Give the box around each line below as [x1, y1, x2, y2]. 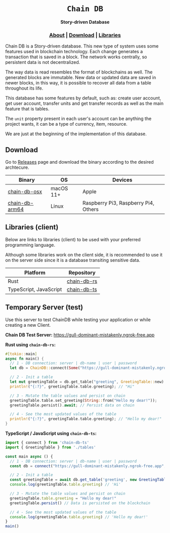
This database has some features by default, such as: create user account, [5, 95, 161, 101]
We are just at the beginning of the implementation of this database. [5, 131, 147, 137]
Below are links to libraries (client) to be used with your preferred [5, 236, 141, 242]
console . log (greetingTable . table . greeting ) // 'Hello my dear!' [10, 514, 148, 519]
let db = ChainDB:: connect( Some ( [10, 365, 80, 371]
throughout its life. [5, 85, 44, 91]
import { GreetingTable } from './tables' [5, 445, 96, 450]
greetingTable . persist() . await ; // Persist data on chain [10, 402, 135, 408]
